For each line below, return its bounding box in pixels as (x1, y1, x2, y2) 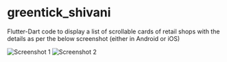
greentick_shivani (7, 5, 111, 20)
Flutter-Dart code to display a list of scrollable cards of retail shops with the (7, 27, 220, 35)
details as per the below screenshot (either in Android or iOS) (7, 34, 180, 42)
